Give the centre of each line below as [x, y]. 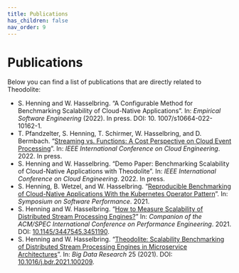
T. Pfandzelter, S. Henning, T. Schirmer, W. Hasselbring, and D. [110, 134]
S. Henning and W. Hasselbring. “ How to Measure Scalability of [110, 209]
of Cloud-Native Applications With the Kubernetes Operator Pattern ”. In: [123, 194]
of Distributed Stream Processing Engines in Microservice [102, 247]
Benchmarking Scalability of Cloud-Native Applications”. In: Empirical [119, 111]
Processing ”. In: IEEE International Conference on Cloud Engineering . [119, 149]
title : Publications [38, 14]
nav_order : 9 [27, 27]
